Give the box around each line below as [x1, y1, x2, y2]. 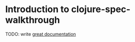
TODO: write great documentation [5, 31, 76, 37]
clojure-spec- [71, 4, 131, 15]
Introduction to [5, 4, 70, 15]
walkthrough [5, 14, 60, 26]
